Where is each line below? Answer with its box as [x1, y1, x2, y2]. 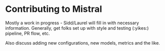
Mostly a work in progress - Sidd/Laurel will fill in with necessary [5, 20, 139, 26]
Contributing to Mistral [5, 3, 102, 15]
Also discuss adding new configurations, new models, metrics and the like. [5, 40, 160, 46]
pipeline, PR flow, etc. [5, 30, 50, 36]
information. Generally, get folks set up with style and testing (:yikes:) [5, 25, 149, 31]
